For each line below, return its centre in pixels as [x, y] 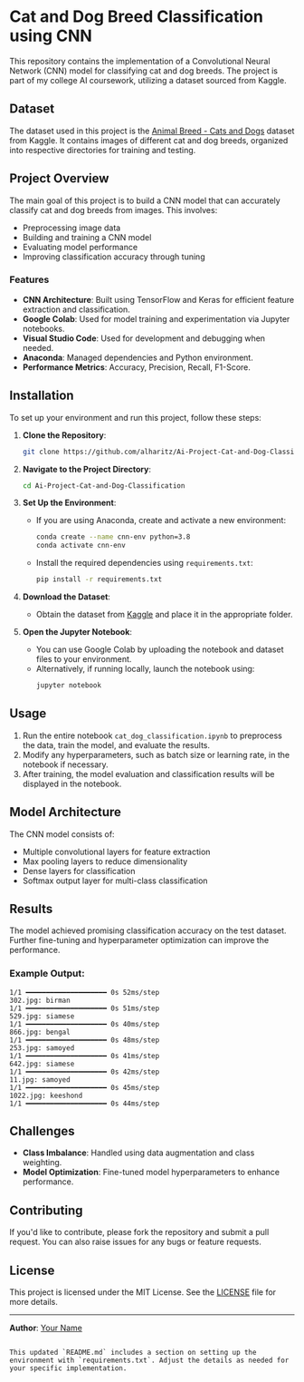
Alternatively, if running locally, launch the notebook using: [145, 669]
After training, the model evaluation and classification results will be [148, 774]
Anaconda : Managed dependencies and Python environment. [138, 357]
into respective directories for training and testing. [103, 150]
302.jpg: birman [40, 1000]
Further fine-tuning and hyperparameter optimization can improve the [139, 940]
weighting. [42, 1163]
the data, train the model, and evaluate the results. [116, 745]
